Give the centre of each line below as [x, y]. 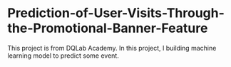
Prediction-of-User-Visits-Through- [116, 13]
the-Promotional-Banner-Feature [108, 28]
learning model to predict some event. [63, 56]
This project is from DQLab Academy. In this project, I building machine [112, 48]
